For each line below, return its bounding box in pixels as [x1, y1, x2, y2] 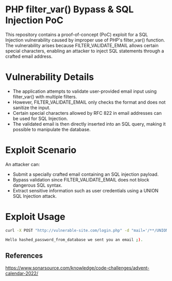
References [5, 251, 43, 260]
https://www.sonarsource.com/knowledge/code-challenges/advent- [5, 265, 149, 271]
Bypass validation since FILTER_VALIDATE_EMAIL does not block [12, 176, 149, 183]
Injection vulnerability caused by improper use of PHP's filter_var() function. [5, 37, 165, 43]
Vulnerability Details [5, 71, 94, 83]
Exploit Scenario [5, 145, 77, 156]
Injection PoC [5, 14, 63, 26]
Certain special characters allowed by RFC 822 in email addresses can [12, 110, 162, 116]
